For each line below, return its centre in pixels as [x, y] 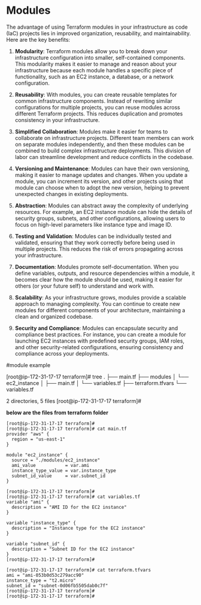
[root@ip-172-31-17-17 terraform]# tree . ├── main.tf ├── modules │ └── [98, 377]
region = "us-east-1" [39, 439]
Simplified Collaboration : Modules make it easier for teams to [91, 132]
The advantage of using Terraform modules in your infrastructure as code [97, 27]
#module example [28, 365]
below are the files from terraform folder [57, 412]
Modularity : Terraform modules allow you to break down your [91, 51]
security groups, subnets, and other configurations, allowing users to [100, 218]
